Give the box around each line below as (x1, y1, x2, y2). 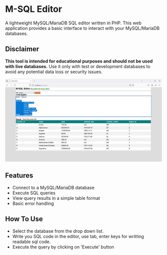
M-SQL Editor (5, 3, 62, 15)
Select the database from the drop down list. (12, 228, 104, 234)
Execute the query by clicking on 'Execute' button (12, 244, 114, 250)
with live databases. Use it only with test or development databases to (5, 63, 151, 69)
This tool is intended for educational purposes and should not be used (5, 58, 153, 64)
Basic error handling (12, 200, 54, 206)
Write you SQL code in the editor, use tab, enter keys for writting (12, 233, 144, 239)
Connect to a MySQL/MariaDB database (12, 184, 94, 190)
